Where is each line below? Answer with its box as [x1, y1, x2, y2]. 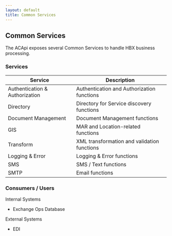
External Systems [5, 216, 42, 222]
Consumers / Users [5, 184, 55, 191]
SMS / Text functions [76, 161, 127, 168]
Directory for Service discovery [76, 100, 152, 107]
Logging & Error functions [76, 152, 138, 160]
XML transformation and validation [76, 137, 160, 145]
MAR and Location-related [76, 123, 141, 130]
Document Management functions [76, 114, 159, 122]
